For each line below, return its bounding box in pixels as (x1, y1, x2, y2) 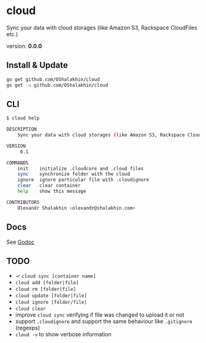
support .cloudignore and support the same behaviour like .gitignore (15, 318, 193, 325)
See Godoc (6, 238, 35, 246)
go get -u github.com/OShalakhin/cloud (6, 82, 109, 88)
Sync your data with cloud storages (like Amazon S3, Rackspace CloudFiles (6, 24, 197, 31)
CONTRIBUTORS (6, 199, 40, 205)
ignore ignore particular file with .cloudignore (17, 177, 150, 183)
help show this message (17, 188, 86, 195)
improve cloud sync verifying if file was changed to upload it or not (15, 311, 185, 318)
